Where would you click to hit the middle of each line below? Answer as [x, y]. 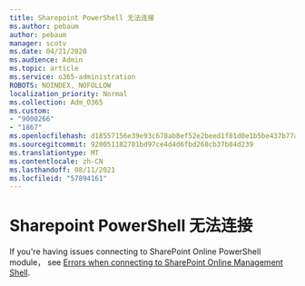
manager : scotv [38, 43]
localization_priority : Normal [69, 94]
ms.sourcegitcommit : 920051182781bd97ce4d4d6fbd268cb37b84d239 [132, 144]
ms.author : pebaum [44, 26]
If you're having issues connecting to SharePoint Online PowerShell [135, 251]
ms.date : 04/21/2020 [49, 52]
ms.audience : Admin [46, 60]
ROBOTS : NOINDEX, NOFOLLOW [60, 85]
